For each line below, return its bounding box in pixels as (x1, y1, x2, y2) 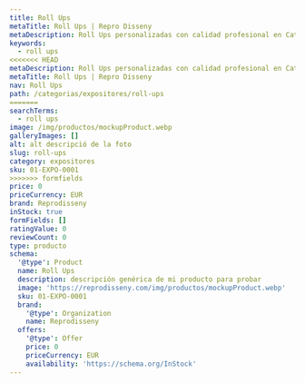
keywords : (9, 38, 47, 48)
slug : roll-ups (9, 148, 67, 157)
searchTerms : (9, 106, 59, 115)
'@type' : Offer (25, 334, 84, 343)
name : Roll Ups (17, 267, 75, 276)
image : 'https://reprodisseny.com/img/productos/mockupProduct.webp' (17, 283, 286, 292)
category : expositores (9, 156, 95, 166)
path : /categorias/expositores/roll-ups (9, 89, 165, 98)
